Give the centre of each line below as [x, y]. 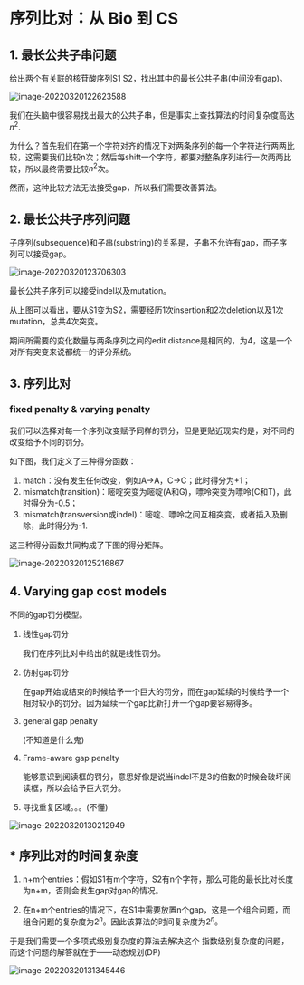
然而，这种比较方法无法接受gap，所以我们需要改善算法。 [116, 188]
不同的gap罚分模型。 [48, 614]
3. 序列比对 [40, 383]
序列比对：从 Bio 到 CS [94, 19]
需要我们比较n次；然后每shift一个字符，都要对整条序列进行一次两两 [158, 157]
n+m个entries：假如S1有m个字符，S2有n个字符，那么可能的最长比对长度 [158, 879]
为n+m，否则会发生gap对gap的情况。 [93, 891]
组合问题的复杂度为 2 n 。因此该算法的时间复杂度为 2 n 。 [123, 921]
